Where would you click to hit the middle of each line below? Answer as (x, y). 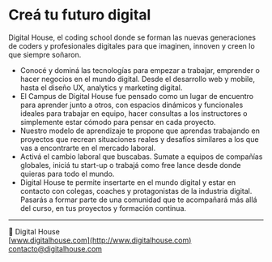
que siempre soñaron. (45, 54)
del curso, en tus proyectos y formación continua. (103, 208)
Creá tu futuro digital (80, 15)
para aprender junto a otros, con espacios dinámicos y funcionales (132, 105)
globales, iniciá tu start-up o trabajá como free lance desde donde (130, 165)
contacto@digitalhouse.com (55, 248)
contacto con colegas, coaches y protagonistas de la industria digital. (136, 191)
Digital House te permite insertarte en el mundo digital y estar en (128, 182)
